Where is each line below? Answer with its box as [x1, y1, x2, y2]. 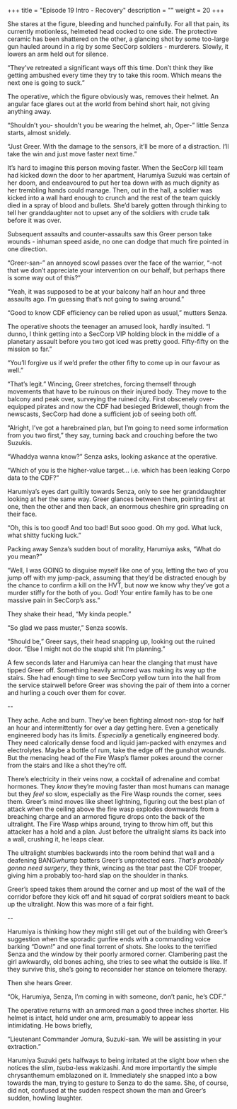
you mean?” [7, 552, 42, 561]
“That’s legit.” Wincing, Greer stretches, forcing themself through [7, 380, 197, 388]
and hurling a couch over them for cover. [7, 689, 126, 696]
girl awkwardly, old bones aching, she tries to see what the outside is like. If [7, 958, 228, 965]
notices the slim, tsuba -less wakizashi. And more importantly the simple [7, 1064, 217, 1071]
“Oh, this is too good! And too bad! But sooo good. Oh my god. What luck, [7, 524, 223, 531]
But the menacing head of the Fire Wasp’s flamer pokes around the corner [7, 754, 224, 762]
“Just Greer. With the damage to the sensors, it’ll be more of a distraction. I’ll [7, 142, 229, 151]
